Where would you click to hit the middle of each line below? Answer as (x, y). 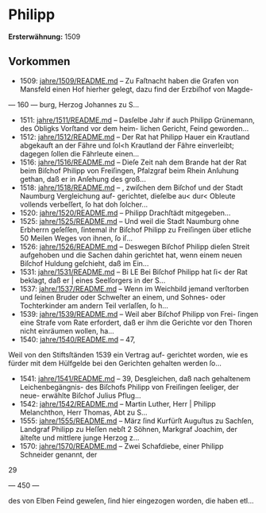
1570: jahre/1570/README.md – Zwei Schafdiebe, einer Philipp (121, 445)
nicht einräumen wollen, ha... (67, 330)
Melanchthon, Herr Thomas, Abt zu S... (84, 412)
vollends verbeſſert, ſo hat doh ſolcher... (84, 204)
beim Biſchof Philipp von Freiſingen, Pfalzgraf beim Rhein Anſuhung (129, 170)
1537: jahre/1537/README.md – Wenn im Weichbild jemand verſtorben (134, 288)
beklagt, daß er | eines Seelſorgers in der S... (93, 280)
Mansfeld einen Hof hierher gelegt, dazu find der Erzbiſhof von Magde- (137, 89)
